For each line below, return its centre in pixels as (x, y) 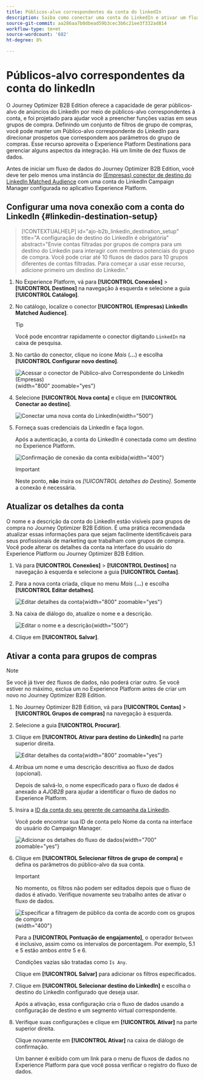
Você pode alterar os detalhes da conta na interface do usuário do (89, 547)
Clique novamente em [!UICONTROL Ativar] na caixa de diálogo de (99, 1041)
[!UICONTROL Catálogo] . (47, 295)
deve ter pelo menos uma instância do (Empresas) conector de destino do (99, 175)
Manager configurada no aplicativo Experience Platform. (77, 188)
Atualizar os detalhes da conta (65, 507)
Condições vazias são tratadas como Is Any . (71, 962)
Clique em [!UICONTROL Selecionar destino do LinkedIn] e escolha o (103, 986)
